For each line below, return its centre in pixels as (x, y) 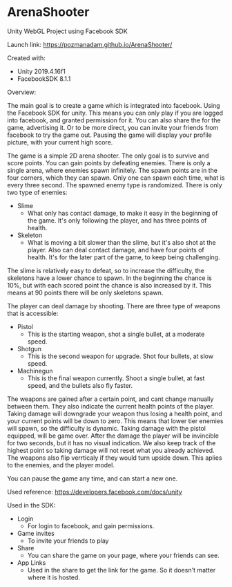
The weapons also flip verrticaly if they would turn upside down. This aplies (115, 458)
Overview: (22, 92)
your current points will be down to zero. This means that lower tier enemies (115, 421)
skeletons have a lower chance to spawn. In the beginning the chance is (109, 278)
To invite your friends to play (68, 541)
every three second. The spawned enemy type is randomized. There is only (115, 185)
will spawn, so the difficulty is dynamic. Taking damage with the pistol (106, 428)
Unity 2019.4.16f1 (41, 71)
